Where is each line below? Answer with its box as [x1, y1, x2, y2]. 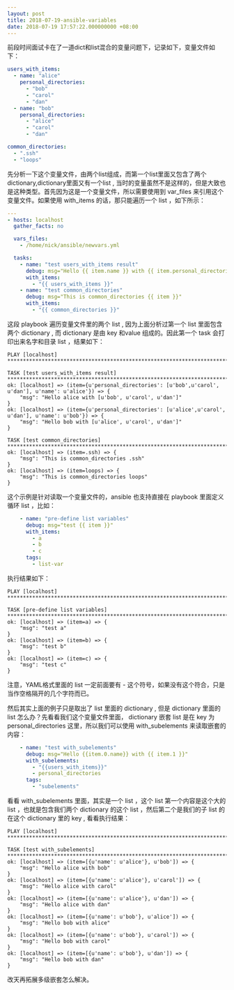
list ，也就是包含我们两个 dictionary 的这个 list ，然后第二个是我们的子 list [7, 805, 217, 813]
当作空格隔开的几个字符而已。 [7, 689, 93, 698]
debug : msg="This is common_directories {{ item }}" [25, 294, 182, 301]
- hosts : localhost [7, 216, 64, 223]
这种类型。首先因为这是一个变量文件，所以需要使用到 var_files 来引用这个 [13, 187, 224, 195]
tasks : [13, 255, 33, 262]
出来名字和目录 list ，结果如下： [13, 337, 104, 345]
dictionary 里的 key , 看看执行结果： [26, 814, 130, 822]
